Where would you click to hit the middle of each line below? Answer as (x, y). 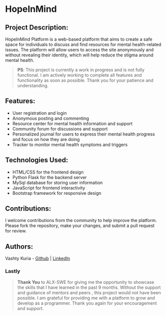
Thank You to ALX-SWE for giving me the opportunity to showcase (86, 282)
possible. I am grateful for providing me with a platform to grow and (86, 298)
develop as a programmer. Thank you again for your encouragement (87, 303)
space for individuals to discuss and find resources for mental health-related (83, 45)
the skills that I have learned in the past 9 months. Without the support (89, 287)
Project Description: (37, 27)
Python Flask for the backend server (50, 177)
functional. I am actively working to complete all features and (80, 75)
